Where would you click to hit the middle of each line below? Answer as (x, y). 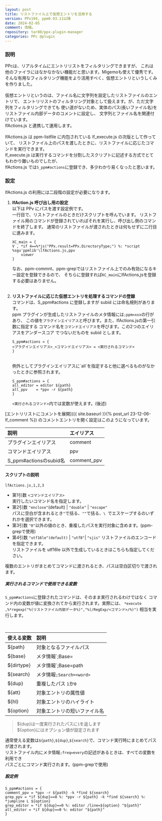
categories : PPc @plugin (30, 37)
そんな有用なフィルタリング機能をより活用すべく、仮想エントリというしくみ (81, 78)
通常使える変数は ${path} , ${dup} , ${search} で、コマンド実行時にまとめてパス (81, 740)
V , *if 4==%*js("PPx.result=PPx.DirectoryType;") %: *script (76, 246)
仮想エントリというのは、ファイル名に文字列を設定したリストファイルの (77, 96)
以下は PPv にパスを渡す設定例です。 (49, 209)
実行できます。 (32, 149)
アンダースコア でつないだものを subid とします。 (74, 333)
